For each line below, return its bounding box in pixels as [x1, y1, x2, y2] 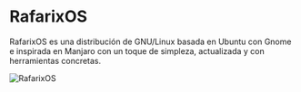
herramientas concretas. [9, 55, 102, 66]
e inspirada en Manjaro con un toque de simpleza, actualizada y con [9, 45, 266, 56]
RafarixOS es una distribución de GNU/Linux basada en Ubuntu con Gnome [9, 36, 292, 47]
